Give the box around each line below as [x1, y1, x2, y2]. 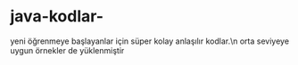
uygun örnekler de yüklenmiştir [10, 45, 125, 55]
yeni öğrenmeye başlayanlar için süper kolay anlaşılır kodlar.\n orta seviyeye [10, 36, 289, 46]
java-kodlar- [10, 6, 103, 27]
